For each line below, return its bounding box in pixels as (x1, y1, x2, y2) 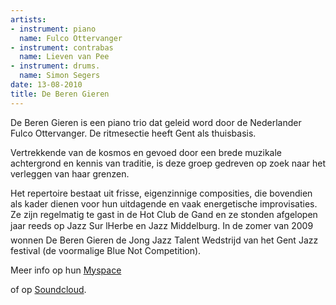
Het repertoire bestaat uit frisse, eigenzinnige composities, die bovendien (10, 187, 313, 199)
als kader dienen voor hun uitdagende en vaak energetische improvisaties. (10, 197, 318, 210)
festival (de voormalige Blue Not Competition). (10, 244, 202, 256)
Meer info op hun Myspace (10, 264, 122, 276)
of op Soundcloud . (10, 283, 87, 295)
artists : (10, 14, 47, 25)
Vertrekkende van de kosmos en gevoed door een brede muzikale (10, 146, 283, 158)
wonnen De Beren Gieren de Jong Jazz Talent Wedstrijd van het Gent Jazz (10, 234, 319, 246)
